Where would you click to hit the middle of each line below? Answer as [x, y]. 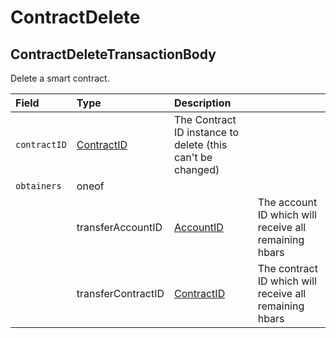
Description [202, 103]
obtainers [38, 186]
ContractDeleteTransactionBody [113, 54]
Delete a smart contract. [60, 78]
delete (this [200, 144]
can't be [193, 157]
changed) [196, 169]
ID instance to [206, 132]
